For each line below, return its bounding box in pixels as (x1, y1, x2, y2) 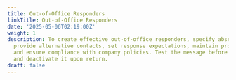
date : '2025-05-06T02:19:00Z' (7, 23, 96, 30)
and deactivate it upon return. (13, 56, 109, 63)
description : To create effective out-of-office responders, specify (7, 36, 216, 43)
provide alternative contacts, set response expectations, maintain (13, 42, 218, 49)
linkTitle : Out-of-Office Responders (7, 17, 118, 24)
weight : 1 (7, 29, 37, 37)
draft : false (7, 62, 46, 69)
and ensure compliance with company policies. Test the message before (13, 49, 228, 56)
